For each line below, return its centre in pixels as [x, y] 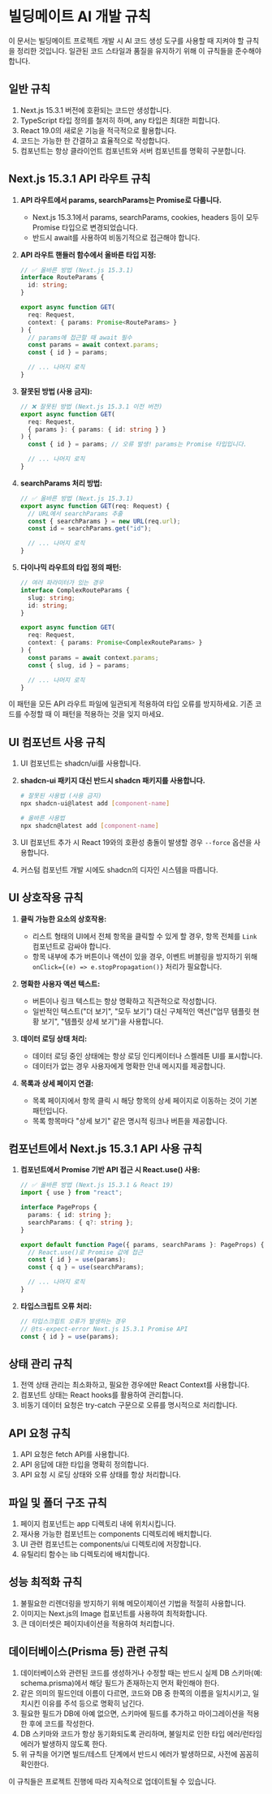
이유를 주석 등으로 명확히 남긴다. [93, 1703]
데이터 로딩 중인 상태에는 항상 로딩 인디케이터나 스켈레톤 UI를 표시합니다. [147, 1055]
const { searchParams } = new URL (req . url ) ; [104, 521]
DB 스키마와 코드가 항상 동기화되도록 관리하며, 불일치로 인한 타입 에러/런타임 [141, 1733]
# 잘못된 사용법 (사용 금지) [61, 796]
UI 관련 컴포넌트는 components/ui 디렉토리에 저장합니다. [110, 1544]
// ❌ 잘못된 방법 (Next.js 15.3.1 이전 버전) [91, 407]
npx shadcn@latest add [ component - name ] [89, 826]
